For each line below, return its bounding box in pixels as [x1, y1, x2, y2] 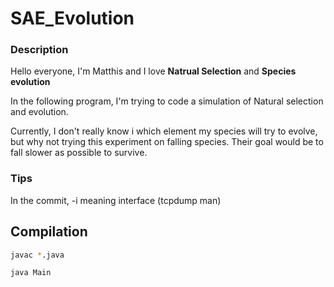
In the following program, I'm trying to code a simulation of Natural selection [10, 95, 324, 107]
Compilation [10, 223, 88, 241]
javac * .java [10, 250, 65, 260]
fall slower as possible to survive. [10, 147, 148, 159]
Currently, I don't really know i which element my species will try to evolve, [10, 125, 318, 137]
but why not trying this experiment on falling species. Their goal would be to [10, 136, 324, 148]
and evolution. [10, 106, 69, 118]
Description [10, 43, 69, 57]
